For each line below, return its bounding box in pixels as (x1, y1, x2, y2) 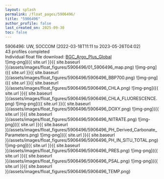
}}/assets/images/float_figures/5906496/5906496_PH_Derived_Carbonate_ (5, 127, 158, 132)
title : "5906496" (5, 16, 41, 21)
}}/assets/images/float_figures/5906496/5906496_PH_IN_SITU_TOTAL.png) (5, 137, 159, 143)
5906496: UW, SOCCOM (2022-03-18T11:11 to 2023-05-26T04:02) (5, 44, 141, 49)
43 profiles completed (5, 49, 50, 54)
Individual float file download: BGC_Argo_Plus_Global (5, 54, 112, 59)
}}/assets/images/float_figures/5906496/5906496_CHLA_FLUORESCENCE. (5, 96, 158, 101)
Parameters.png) (5, 132, 39, 138)
